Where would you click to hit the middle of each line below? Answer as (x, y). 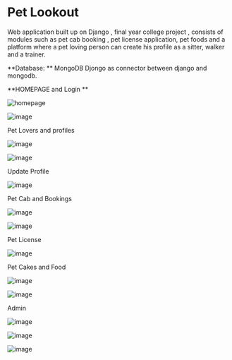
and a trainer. (26, 54)
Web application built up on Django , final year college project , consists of (115, 32)
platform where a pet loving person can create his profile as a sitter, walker (116, 47)
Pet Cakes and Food (37, 267)
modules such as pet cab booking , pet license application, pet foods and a (116, 39)
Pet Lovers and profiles (41, 130)
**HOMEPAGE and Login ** (48, 89)
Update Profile (28, 171)
